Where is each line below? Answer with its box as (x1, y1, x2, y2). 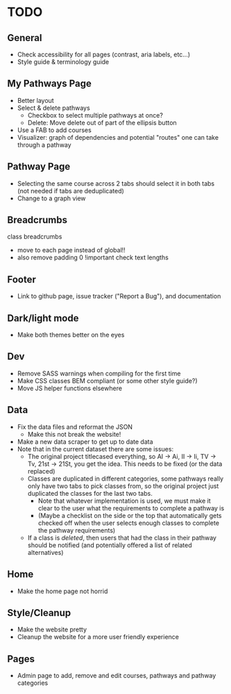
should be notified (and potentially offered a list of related (27, 540, 192, 549)
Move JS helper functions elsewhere (17, 384, 123, 392)
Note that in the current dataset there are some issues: (17, 444, 174, 453)
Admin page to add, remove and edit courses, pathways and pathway (17, 672, 216, 680)
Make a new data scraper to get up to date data (17, 437, 154, 446)
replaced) (27, 467, 55, 475)
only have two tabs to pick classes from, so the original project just (27, 481, 219, 490)
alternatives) (27, 548, 64, 556)
